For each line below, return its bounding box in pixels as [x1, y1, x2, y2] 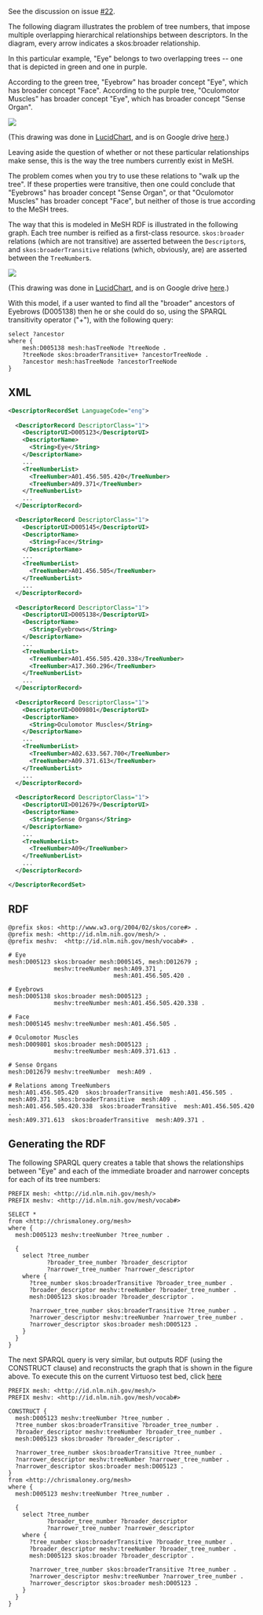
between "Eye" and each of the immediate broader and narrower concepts [8, 1166, 250, 1176]
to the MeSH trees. [8, 204, 69, 214]
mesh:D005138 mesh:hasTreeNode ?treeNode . [22, 344, 167, 352]
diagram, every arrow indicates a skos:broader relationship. [8, 39, 201, 48]
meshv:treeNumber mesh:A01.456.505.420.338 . [53, 999, 206, 1007]
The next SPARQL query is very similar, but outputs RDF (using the [8, 1355, 223, 1364]
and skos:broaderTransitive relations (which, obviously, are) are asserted [8, 245, 247, 254]
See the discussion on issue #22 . [8, 7, 115, 16]
